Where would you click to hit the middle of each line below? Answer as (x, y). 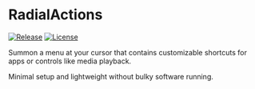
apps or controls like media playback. (70, 61)
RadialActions (56, 15)
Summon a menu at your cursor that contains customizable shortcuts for (128, 52)
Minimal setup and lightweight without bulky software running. (111, 76)
